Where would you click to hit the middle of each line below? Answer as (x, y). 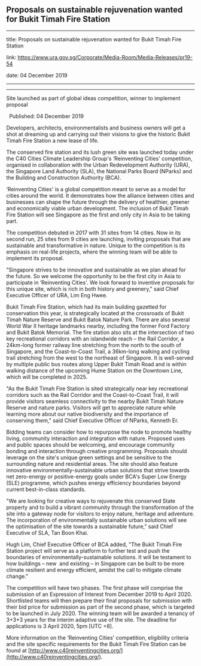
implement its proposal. (35, 258)
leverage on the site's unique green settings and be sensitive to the (89, 457)
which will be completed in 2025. (47, 376)
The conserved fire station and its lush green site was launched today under (100, 152)
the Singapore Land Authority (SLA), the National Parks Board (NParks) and (99, 171)
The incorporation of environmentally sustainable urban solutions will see (97, 520)
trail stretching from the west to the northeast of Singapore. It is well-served (100, 358)
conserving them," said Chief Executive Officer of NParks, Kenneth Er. (92, 420)
